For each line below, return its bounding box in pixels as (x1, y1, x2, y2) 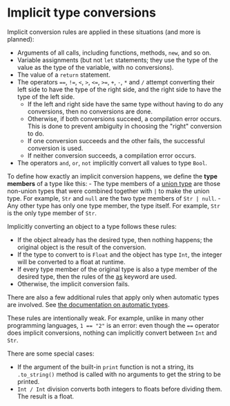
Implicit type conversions (7, 5, 157, 21)
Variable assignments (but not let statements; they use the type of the (17, 55, 219, 64)
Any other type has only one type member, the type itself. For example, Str (7, 201, 220, 210)
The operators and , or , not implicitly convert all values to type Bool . (17, 158, 207, 167)
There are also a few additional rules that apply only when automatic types (7, 293, 220, 302)
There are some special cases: (7, 349, 95, 358)
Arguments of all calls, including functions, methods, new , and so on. (17, 48, 212, 57)
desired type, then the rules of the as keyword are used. (17, 272, 178, 281)
